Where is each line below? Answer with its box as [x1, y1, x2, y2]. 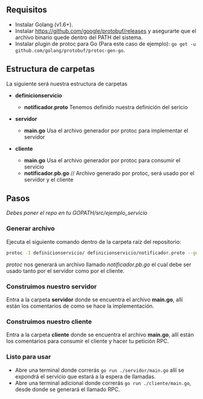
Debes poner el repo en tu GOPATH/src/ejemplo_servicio [6, 209, 148, 217]
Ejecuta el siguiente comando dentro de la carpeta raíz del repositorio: [6, 238, 181, 245]
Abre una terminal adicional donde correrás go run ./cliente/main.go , [14, 379, 192, 386]
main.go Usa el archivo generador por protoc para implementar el [24, 127, 188, 134]
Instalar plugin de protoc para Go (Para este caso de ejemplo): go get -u [14, 40, 196, 47]
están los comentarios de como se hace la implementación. [6, 302, 155, 310]
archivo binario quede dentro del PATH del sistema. [14, 33, 143, 41]
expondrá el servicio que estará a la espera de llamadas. [14, 372, 156, 380]
